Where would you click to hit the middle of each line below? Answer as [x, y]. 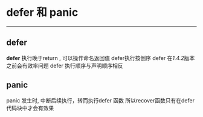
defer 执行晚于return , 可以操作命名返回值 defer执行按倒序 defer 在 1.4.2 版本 [101, 58]
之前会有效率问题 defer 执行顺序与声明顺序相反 [65, 65]
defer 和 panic [42, 12]
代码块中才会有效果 [30, 108]
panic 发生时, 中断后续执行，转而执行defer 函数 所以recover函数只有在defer [101, 100]
